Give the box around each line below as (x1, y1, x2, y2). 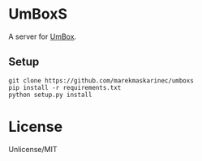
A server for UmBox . (8, 32, 77, 41)
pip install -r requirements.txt (8, 83, 122, 91)
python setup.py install (8, 91, 92, 99)
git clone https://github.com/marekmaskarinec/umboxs (8, 76, 195, 85)
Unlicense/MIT (8, 144, 58, 154)
